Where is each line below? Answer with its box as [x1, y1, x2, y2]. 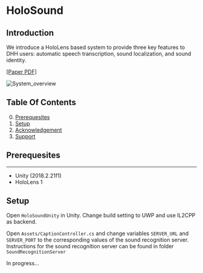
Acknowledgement [14, 126, 62, 133]
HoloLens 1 [14, 178, 43, 185]
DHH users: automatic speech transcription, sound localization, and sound [6, 50, 192, 57]
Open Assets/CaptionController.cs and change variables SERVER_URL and [6, 230, 189, 237]
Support [14, 132, 36, 140]
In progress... [6, 260, 39, 267]
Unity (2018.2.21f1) [14, 172, 62, 179]
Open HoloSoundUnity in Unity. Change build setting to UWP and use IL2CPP [6, 212, 196, 219]
